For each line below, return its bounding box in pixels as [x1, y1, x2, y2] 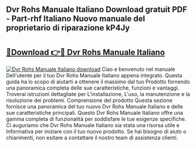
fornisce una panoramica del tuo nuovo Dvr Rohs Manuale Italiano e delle [6, 103, 183, 110]
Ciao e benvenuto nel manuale [102, 66, 175, 73]
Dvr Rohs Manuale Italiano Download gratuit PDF [6, 5, 188, 15]
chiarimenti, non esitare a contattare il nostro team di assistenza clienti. [6, 134, 178, 141]
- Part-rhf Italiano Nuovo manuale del [6, 14, 146, 24]
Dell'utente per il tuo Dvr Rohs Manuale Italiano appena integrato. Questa [6, 72, 183, 78]
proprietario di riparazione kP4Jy [6, 23, 130, 33]
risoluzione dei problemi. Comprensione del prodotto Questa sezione [6, 97, 173, 104]
